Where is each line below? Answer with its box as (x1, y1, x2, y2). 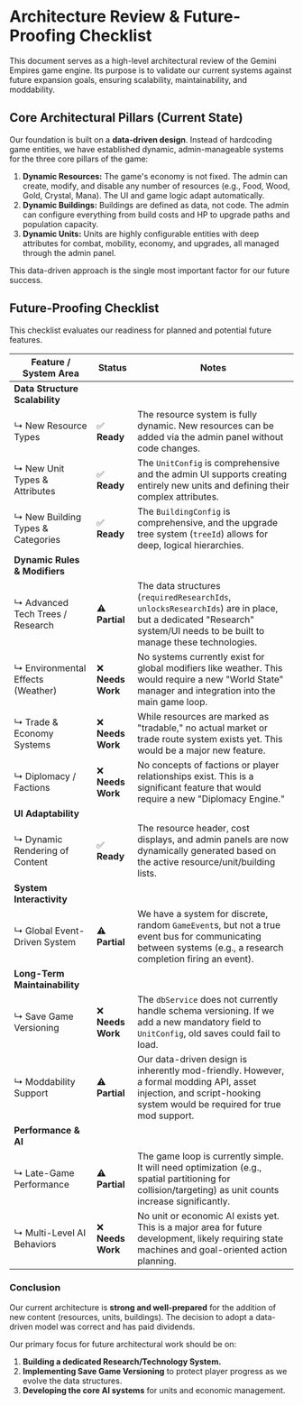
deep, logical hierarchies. (137, 538, 244, 551)
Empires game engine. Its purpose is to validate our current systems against (9, 65, 292, 76)
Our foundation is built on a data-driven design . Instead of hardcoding (9, 133, 272, 145)
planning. (137, 1254, 178, 1267)
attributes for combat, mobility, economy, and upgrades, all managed (22, 237, 280, 249)
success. (9, 274, 43, 285)
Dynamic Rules (14, 553, 80, 565)
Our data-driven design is (137, 1052, 248, 1065)
